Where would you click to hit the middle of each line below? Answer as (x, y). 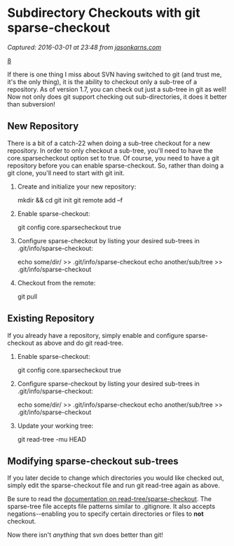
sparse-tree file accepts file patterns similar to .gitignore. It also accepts (111, 507)
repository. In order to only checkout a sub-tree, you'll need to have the (110, 150)
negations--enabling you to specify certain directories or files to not (106, 514)
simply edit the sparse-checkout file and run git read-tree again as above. (114, 486)
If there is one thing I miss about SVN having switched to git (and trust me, (115, 74)
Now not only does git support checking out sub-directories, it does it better (117, 97)
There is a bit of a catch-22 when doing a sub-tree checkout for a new (109, 143)
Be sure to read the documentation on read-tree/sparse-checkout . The (110, 499)
